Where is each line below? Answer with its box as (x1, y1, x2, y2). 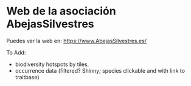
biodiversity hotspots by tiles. (15, 61, 89, 68)
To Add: (6, 48, 26, 56)
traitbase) (15, 73, 40, 81)
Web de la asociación (6, 4, 117, 18)
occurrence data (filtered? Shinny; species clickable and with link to (15, 67, 186, 74)
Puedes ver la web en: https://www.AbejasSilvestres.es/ (6, 37, 147, 44)
